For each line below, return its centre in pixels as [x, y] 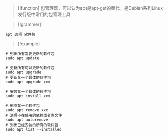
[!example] [29, 44]
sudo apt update [22, 58]
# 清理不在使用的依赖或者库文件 [34, 115]
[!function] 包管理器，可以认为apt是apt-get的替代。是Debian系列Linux [90, 8]
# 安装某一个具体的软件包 [28, 92]
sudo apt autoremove [27, 120]
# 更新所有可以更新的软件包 [30, 68]
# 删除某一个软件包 [23, 106]
